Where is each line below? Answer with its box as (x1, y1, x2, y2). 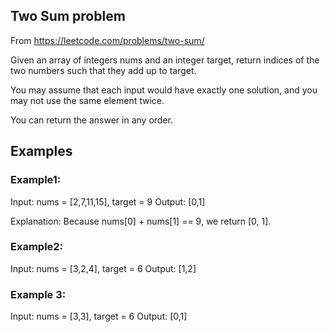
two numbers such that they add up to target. (10, 64, 197, 76)
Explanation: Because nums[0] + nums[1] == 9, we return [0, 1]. (10, 215, 272, 227)
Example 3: (10, 287, 67, 301)
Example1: (10, 173, 62, 187)
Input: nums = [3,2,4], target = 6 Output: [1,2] (10, 262, 197, 274)
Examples (10, 143, 73, 160)
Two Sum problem (10, 8, 126, 25)
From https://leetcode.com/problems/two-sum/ (10, 34, 205, 46)
